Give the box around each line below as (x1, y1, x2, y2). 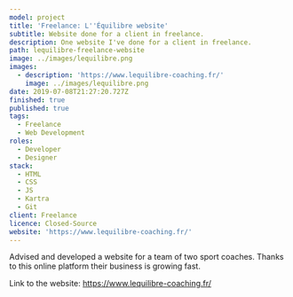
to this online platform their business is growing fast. (9, 261, 202, 271)
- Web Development (17, 129, 86, 137)
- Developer (17, 145, 62, 153)
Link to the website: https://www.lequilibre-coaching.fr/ (9, 278, 211, 289)
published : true (9, 104, 69, 113)
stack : (9, 161, 34, 170)
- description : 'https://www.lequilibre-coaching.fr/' (17, 71, 225, 80)
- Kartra (17, 194, 50, 204)
